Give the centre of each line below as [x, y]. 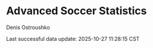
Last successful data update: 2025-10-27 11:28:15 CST [73, 39]
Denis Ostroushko [28, 27]
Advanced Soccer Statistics [76, 11]
